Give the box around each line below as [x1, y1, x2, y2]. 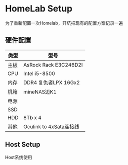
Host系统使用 [5, 154, 32, 160]
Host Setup [5, 140, 41, 149]
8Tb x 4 [23, 114, 42, 121]
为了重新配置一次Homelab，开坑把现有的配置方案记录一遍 [5, 20, 124, 26]
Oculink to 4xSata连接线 [23, 123, 80, 130]
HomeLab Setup [5, 3, 73, 14]
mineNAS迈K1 [23, 88, 57, 95]
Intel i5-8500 [23, 70, 55, 77]
